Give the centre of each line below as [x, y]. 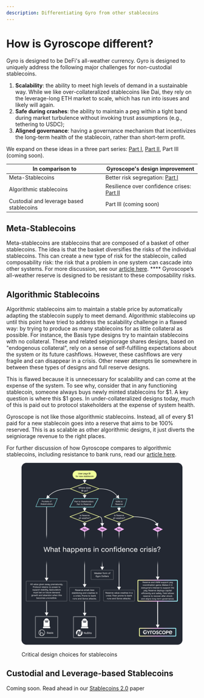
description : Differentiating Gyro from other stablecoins [83, 13]
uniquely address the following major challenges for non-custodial [89, 67]
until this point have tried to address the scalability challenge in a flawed [97, 322]
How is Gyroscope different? [80, 44]
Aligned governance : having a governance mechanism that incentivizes [105, 130]
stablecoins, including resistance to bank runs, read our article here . [92, 454]
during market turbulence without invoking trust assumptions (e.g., [98, 117]
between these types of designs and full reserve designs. [78, 367]
